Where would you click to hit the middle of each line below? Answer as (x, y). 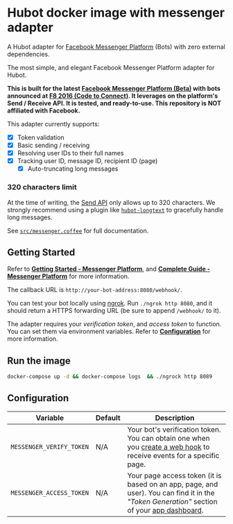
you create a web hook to (169, 447)
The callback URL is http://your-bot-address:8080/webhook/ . (95, 290)
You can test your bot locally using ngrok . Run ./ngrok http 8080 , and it (110, 303)
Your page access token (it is (174, 475)
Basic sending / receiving (53, 145)
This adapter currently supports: (53, 124)
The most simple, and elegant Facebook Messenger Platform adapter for (111, 67)
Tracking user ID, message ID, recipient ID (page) (87, 161)
